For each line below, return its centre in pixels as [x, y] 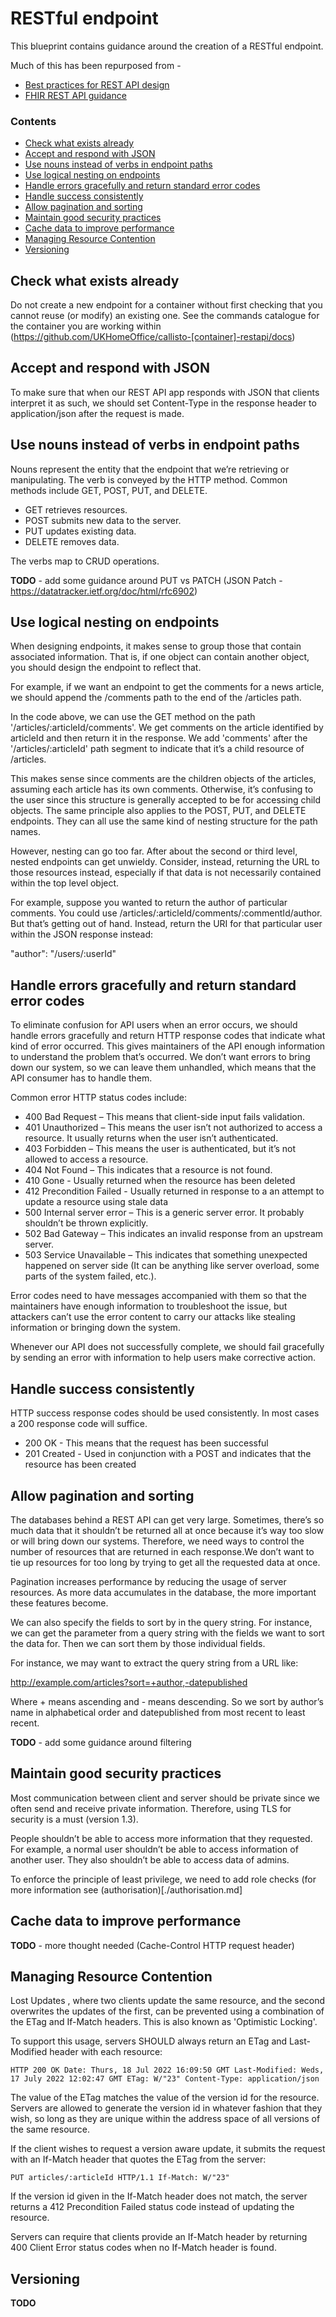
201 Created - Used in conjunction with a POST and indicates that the [168, 1454]
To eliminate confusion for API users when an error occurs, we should [154, 1025]
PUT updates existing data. [80, 531]
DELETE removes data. [72, 541]
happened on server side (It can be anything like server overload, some [172, 1266]
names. [25, 832]
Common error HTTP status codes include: [99, 1098]
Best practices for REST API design [97, 84]
